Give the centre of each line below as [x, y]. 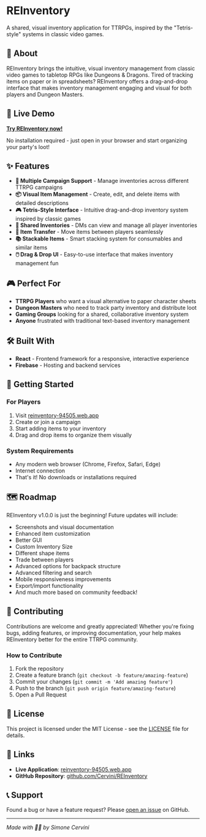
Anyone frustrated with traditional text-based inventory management [102, 321]
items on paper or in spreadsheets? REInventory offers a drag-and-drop [97, 81]
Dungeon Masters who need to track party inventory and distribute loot [106, 308]
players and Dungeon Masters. [45, 94]
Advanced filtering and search [53, 573]
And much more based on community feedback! [76, 592]
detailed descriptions [42, 203]
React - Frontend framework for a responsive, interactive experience [102, 359]
